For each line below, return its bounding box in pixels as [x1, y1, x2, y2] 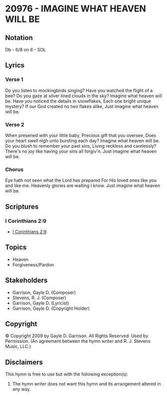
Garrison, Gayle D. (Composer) [12, 289, 76, 295]
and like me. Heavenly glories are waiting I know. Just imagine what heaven [5, 183, 161, 189]
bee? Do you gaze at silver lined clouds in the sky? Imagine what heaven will [5, 93, 162, 99]
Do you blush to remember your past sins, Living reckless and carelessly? [5, 143, 157, 149]
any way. [12, 386, 31, 392]
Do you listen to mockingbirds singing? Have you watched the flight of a [5, 87, 153, 93]
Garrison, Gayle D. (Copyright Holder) [12, 305, 90, 311]
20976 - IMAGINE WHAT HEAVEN [5, 3, 146, 14]
